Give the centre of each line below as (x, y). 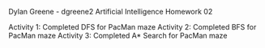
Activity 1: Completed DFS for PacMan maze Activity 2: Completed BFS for (132, 27)
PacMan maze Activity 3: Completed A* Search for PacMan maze (118, 36)
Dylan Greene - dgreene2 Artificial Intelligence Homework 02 (111, 12)
